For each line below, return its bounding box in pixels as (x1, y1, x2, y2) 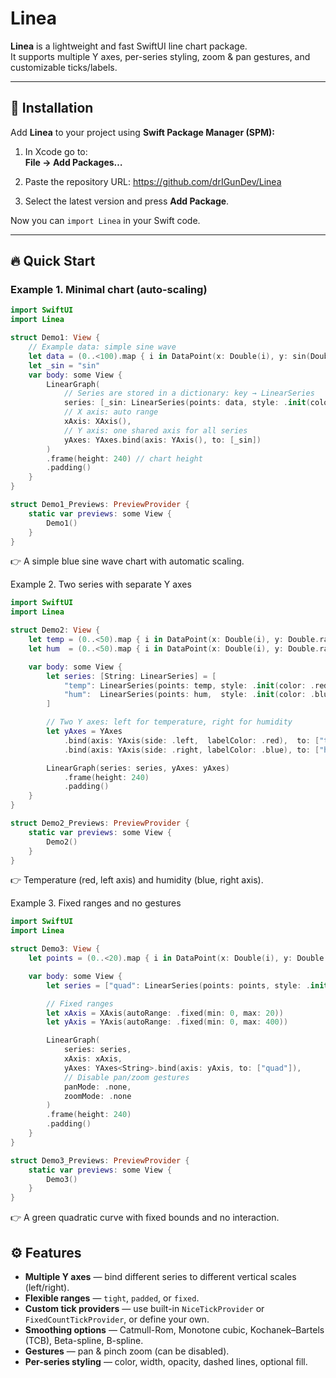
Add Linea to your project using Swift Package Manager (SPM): (10, 126, 275, 138)
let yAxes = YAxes (46, 727, 123, 737)
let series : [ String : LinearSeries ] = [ (46, 671, 217, 681)
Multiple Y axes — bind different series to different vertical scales (24, 1271, 297, 1282)
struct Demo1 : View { (10, 333, 101, 343)
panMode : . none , (63, 1082, 132, 1092)
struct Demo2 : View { (10, 625, 101, 636)
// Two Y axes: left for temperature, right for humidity (46, 717, 293, 727)
